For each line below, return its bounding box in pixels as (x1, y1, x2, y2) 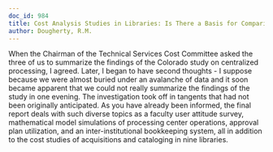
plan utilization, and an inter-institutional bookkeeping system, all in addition (8, 126, 262, 136)
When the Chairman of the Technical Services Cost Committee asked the (8, 49, 253, 59)
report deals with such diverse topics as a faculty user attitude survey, (8, 109, 245, 119)
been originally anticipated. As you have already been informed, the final (8, 100, 252, 110)
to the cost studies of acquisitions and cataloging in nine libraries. (8, 135, 229, 145)
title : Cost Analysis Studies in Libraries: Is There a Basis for (8, 19, 238, 27)
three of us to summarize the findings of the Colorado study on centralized (8, 57, 258, 67)
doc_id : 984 (8, 11, 49, 20)
